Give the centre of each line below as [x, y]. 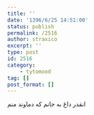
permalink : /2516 [32, 33]
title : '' [22, 14]
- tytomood [36, 71]
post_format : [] [31, 85]
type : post [23, 53]
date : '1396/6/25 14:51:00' [48, 20]
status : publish [31, 26]
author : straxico [32, 39]
